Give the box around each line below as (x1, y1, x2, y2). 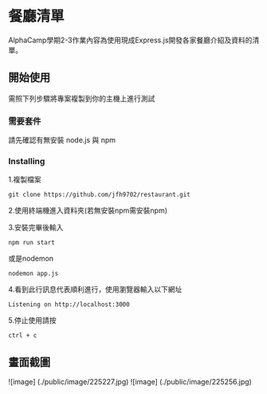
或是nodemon (8, 253, 54, 264)
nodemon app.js (8, 269, 59, 278)
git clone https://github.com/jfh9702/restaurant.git (8, 191, 191, 199)
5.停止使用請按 (8, 316, 57, 325)
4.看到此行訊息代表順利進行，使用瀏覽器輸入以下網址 (8, 285, 183, 294)
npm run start (8, 239, 56, 247)
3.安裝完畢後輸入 (8, 223, 64, 233)
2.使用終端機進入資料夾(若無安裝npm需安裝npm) (8, 205, 167, 216)
